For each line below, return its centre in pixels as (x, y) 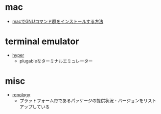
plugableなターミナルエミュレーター (56, 61)
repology (21, 94)
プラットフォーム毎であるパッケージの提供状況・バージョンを (81, 100)
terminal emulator (42, 42)
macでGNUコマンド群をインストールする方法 (58, 21)
